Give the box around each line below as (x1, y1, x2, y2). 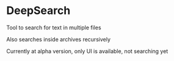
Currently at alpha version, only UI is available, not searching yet (6, 47, 169, 55)
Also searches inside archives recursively (6, 35, 111, 43)
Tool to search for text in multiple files (6, 24, 102, 31)
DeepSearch (6, 4, 71, 18)
